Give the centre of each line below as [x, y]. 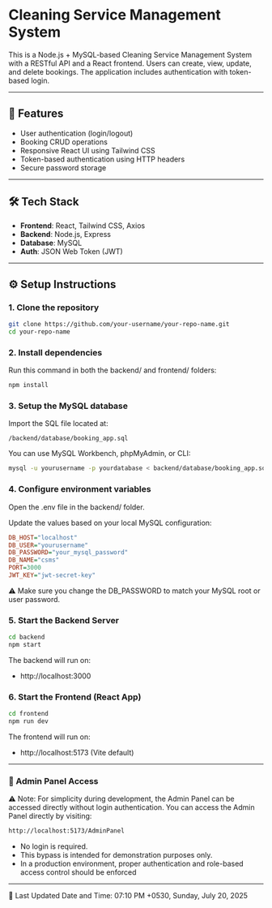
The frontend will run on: [49, 737]
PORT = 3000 [25, 568]
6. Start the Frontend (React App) [75, 697]
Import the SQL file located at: [58, 424]
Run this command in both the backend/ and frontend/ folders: [113, 370]
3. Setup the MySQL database [68, 406]
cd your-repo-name [39, 332]
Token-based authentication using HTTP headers [102, 159]
